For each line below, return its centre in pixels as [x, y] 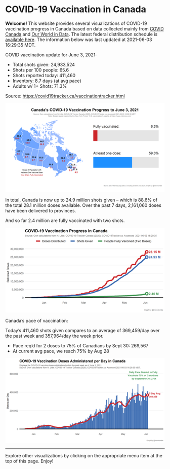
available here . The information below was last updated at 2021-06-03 [79, 40]
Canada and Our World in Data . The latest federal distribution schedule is [81, 34]
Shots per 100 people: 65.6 [41, 70]
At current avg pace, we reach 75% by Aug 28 [61, 351]
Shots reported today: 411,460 [44, 75]
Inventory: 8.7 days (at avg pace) [47, 81]
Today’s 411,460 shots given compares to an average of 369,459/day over [83, 331]
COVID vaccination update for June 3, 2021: [51, 55]
